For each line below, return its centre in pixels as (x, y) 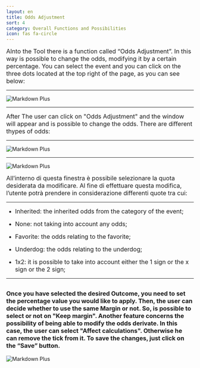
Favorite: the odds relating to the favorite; (73, 237)
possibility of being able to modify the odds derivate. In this (92, 323)
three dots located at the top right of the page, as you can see (93, 74)
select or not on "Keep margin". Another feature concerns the (95, 316)
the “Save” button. (33, 345)
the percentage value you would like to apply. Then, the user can (99, 301)
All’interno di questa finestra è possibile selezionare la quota (91, 178)
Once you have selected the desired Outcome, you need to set (96, 294)
